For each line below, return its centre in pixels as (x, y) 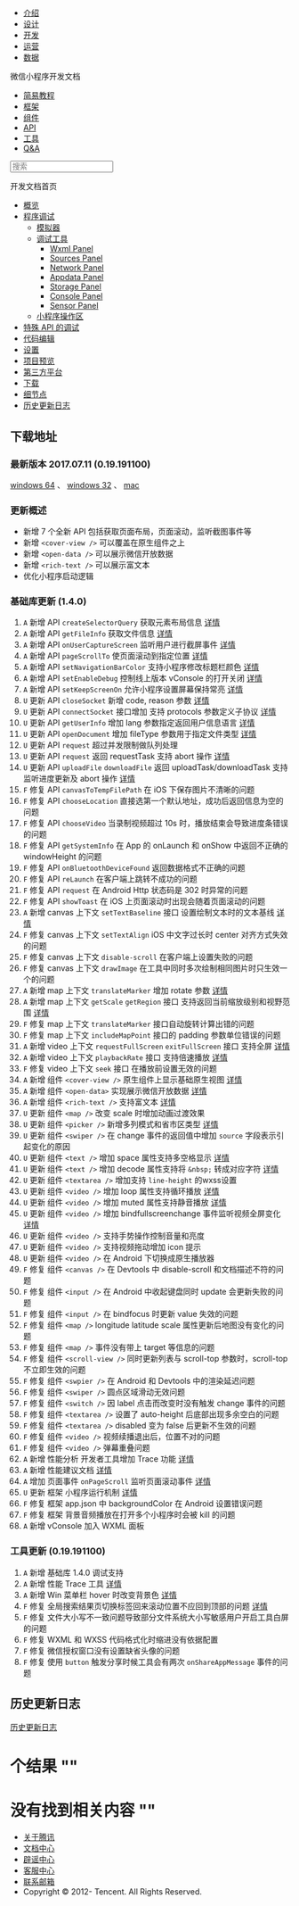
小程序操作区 (60, 316)
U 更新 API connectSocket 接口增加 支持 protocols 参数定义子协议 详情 (149, 712)
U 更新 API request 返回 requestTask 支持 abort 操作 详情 (126, 757)
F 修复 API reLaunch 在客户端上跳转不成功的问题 (110, 879)
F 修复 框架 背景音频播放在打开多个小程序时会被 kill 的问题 (129, 1515)
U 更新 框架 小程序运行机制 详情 (80, 1493)
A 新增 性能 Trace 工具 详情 (73, 1583)
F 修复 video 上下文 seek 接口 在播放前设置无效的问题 (120, 1069)
